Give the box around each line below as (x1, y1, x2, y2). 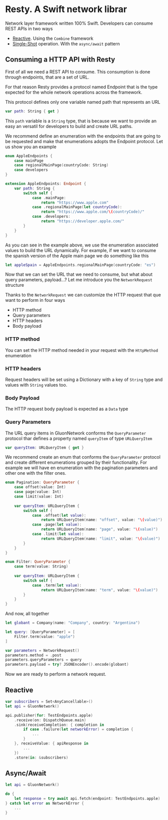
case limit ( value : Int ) (14, 494, 64, 499)
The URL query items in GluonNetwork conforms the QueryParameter (5, 430, 146, 436)
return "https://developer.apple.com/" (41, 219, 124, 224)
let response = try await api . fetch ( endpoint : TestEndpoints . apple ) (14, 796, 160, 801)
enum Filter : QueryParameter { (5, 559, 71, 564)
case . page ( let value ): (32, 522, 82, 527)
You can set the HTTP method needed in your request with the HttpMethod (5, 347, 158, 353)
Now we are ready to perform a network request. (5, 671, 106, 677)
